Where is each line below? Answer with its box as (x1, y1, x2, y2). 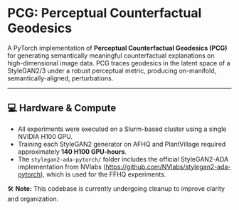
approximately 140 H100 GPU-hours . (17, 147, 127, 156)
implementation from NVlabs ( (17, 162, 106, 171)
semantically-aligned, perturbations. (7, 73, 114, 83)
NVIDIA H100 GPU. (17, 132, 73, 140)
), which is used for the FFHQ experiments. (40, 169, 166, 179)
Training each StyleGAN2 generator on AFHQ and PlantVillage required (17, 140, 226, 148)
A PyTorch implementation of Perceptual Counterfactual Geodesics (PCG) (7, 43, 228, 52)
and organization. (7, 194, 59, 203)
